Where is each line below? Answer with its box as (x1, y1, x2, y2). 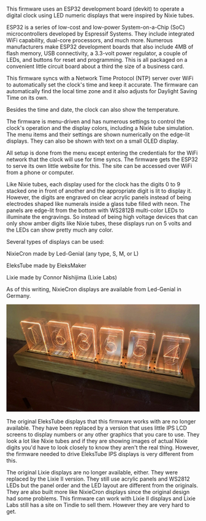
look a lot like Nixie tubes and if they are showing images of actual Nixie (6, 437, 188, 444)
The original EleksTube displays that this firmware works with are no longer (6, 417, 196, 425)
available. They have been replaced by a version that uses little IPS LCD (6, 424, 188, 432)
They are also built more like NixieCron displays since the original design (6, 488, 190, 495)
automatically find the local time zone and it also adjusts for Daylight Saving (6, 88, 197, 94)
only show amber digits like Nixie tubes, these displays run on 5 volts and (6, 220, 192, 227)
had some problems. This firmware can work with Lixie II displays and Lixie (6, 495, 196, 502)
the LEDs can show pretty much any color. (6, 226, 113, 234)
